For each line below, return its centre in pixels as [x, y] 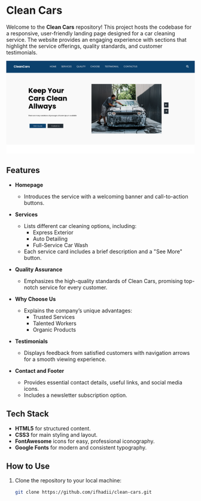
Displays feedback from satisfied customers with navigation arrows [107, 353]
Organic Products [54, 329]
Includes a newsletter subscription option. [75, 395]
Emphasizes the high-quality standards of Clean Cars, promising [103, 281]
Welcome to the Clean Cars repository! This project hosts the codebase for [99, 27]
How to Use [28, 467]
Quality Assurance [39, 269]
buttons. [34, 203]
